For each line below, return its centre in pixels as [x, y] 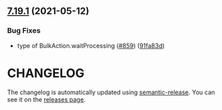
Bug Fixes [24, 31]
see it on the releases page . [46, 99]
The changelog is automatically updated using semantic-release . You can [111, 92]
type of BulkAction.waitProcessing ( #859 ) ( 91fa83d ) [91, 45]
